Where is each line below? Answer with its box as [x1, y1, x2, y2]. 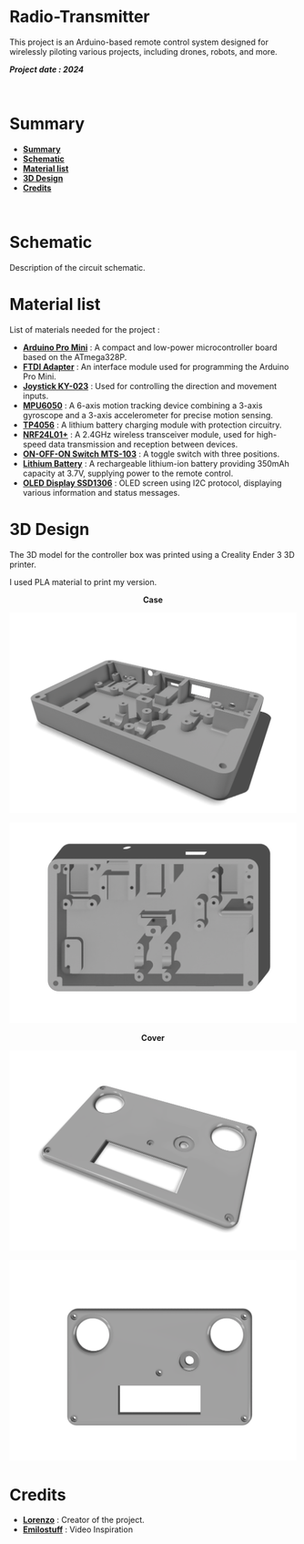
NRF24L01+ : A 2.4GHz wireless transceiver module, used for [22, 428, 255, 439]
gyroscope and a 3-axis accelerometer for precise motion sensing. [22, 409, 273, 420]
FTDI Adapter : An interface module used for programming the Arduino [22, 361, 289, 372]
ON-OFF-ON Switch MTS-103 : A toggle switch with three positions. [22, 448, 280, 459]
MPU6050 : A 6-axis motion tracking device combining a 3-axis [22, 399, 263, 411]
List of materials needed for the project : [9, 324, 161, 335]
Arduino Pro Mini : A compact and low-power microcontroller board [22, 342, 278, 353]
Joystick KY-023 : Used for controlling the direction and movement [22, 380, 278, 391]
